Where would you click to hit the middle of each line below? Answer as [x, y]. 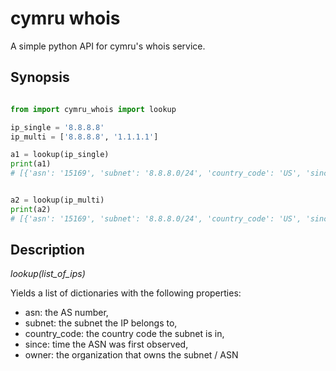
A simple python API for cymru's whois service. [108, 46]
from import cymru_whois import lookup [93, 109]
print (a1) [31, 164]
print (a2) [31, 209]
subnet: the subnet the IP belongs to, [101, 323]
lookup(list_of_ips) [48, 274]
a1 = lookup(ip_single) [60, 155]
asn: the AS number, [66, 313]
